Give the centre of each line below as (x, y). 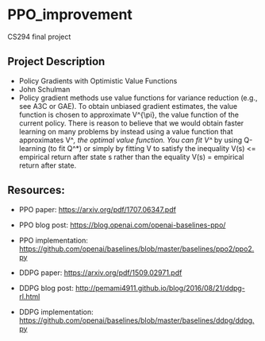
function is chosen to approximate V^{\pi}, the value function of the (129, 114)
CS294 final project (39, 37)
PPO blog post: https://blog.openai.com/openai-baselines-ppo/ (122, 225)
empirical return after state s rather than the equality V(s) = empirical (131, 157)
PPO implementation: (53, 240)
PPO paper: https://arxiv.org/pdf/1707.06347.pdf (97, 209)
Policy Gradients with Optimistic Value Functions (98, 80)
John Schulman (44, 89)
